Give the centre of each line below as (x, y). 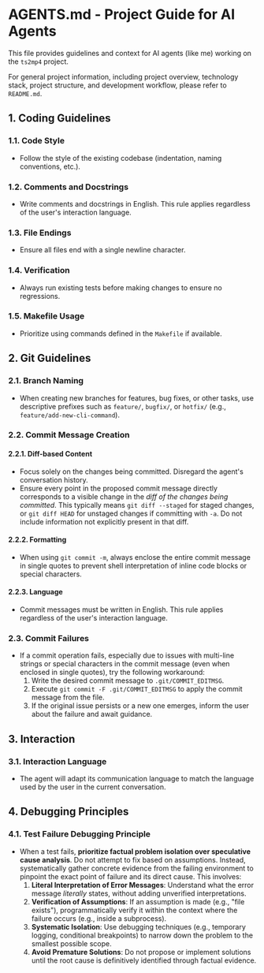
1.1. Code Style (37, 141)
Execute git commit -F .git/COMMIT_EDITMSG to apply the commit (137, 689)
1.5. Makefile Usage (46, 316)
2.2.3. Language (35, 592)
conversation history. (54, 479)
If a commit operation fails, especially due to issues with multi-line (127, 655)
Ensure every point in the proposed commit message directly (119, 488)
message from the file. (68, 697)
